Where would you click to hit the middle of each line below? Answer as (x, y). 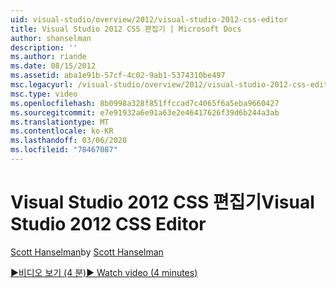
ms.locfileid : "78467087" (64, 150)
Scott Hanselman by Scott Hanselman (87, 252)
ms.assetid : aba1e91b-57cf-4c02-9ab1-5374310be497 (118, 76)
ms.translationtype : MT (60, 122)
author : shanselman (51, 38)
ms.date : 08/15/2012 (53, 66)
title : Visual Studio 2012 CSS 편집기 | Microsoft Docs (126, 29)
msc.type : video (44, 94)
